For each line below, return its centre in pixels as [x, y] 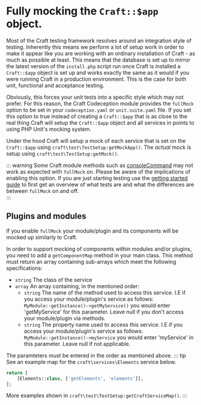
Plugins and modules [46, 216]
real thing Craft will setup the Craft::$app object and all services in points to [100, 122]
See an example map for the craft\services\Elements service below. [91, 362]
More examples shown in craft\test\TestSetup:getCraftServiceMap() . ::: [97, 395]
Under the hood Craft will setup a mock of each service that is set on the [96, 140]
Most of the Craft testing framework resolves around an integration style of [99, 40]
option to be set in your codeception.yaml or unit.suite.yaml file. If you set [99, 110]
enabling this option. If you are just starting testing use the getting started [97, 178]
